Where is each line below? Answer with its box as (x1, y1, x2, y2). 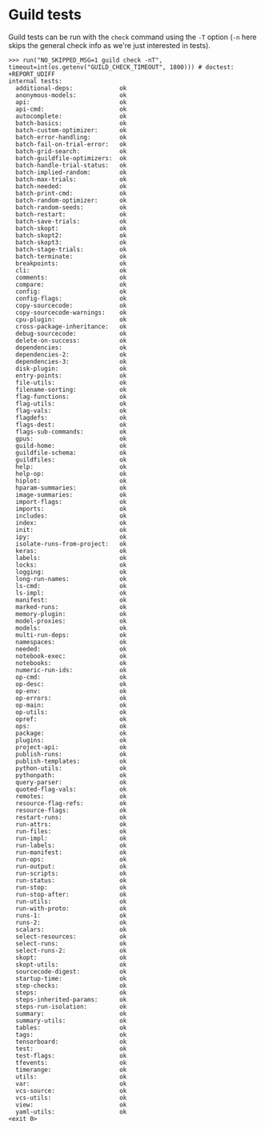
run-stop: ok (15, 883, 127, 891)
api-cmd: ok (15, 105, 127, 113)
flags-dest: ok (15, 421, 127, 429)
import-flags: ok (15, 498, 127, 506)
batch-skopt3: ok (15, 238, 127, 246)
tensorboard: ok (15, 1038, 127, 1046)
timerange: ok (15, 1066, 127, 1074)
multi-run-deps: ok (15, 631, 127, 639)
